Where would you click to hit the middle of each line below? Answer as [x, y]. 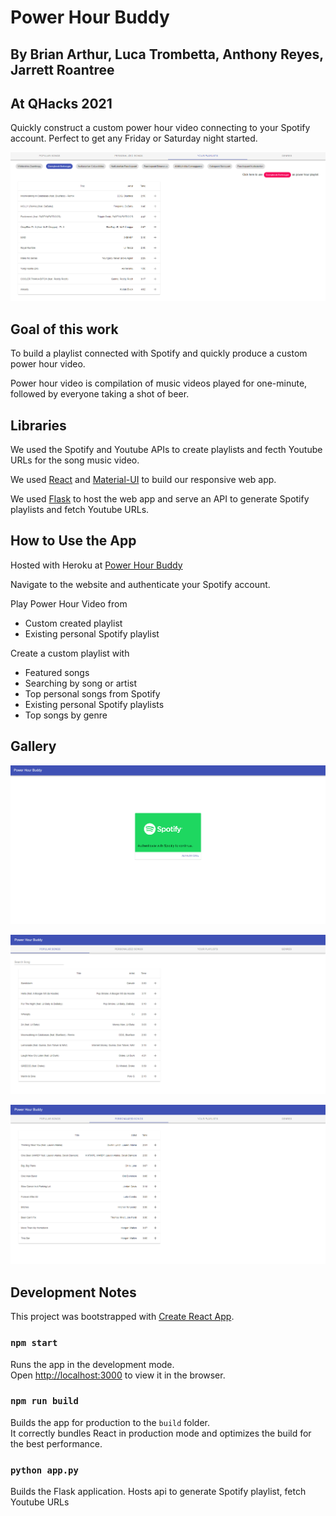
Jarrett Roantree [62, 69]
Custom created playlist [73, 623]
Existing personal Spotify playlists [94, 704]
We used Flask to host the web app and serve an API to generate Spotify [160, 498]
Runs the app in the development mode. [92, 1364]
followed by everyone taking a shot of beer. [100, 394]
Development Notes [73, 1292]
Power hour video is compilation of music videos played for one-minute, [159, 383]
